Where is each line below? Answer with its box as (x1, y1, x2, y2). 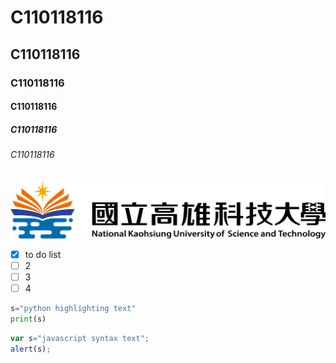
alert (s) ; (10, 344, 52, 354)
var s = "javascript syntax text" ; (10, 333, 150, 343)
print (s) (10, 314, 47, 324)
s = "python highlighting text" (10, 303, 137, 313)
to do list (24, 248, 62, 260)
